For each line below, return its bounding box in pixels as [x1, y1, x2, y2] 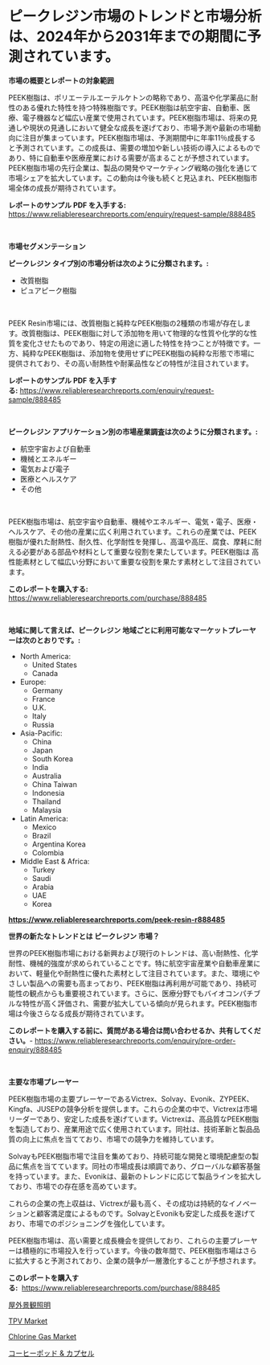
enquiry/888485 [8, 1044, 63, 1054]
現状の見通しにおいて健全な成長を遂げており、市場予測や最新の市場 [29, 122, 255, 133]
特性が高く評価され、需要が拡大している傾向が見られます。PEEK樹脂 [22, 998, 251, 1008]
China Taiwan [31, 779, 78, 789]
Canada [31, 668, 59, 678]
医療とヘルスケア [19, 473, 77, 483]
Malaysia [31, 805, 62, 814]
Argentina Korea [31, 839, 86, 849]
